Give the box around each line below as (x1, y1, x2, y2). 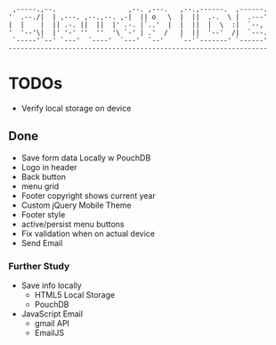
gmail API (34, 318, 70, 329)
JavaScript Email (20, 308, 84, 319)
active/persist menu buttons (20, 218, 125, 229)
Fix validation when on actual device (20, 228, 155, 239)
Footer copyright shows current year (20, 190, 157, 201)
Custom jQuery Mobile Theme (20, 200, 132, 210)
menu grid (20, 180, 60, 192)
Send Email (20, 237, 63, 248)
